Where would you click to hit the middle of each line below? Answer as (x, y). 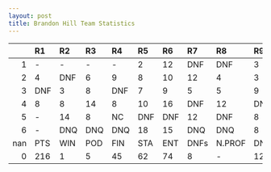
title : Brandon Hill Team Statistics (72, 23)
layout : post (30, 16)
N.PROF (231, 143)
